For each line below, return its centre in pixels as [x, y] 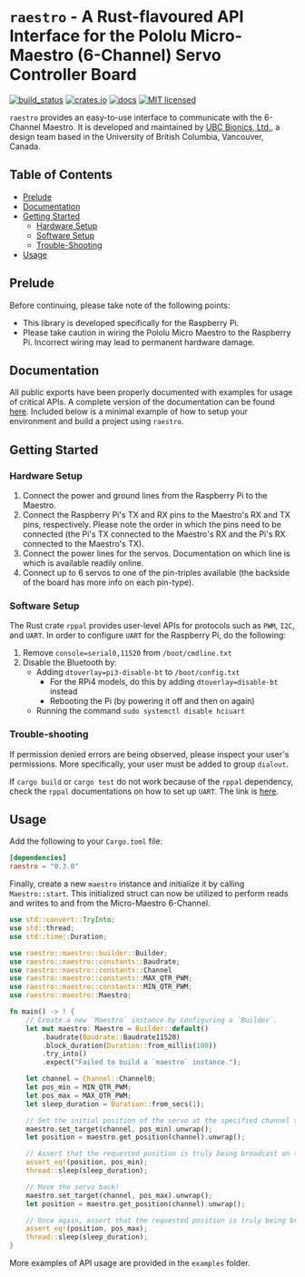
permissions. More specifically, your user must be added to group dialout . [149, 764]
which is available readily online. [83, 563]
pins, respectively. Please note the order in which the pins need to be [152, 525]
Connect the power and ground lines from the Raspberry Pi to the [145, 496]
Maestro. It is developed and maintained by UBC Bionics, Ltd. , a [161, 127]
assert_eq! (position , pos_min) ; [87, 1163]
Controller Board [73, 75]
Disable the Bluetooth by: [69, 663]
